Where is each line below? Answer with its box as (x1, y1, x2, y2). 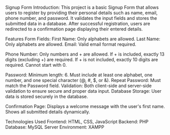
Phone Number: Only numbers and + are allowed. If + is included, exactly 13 (5, 51, 164, 57)
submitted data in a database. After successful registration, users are (5, 20, 150, 26)
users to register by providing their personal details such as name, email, (5, 10, 158, 16)
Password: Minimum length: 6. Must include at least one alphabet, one (5, 72, 153, 78)
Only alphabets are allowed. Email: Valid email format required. (5, 41, 136, 47)
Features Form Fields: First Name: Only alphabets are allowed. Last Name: (5, 36, 160, 42)
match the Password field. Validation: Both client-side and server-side (5, 83, 152, 89)
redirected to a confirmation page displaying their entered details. (5, 26, 143, 32)
